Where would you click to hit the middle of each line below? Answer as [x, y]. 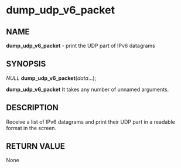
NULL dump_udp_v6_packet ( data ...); [51, 78]
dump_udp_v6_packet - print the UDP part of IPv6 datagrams [81, 45]
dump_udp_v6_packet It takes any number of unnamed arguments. [88, 89]
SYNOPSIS [26, 64]
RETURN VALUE [36, 146]
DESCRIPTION [32, 108]
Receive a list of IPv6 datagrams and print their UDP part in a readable [91, 122]
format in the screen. [31, 128]
